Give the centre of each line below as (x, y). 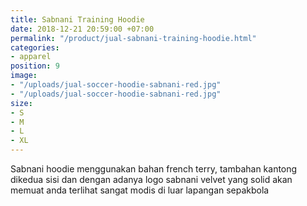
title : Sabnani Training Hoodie (77, 19)
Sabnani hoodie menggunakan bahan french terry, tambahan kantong (154, 169)
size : (21, 103)
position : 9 (35, 66)
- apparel (31, 57)
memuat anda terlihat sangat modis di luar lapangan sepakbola (140, 190)
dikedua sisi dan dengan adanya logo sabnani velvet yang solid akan (151, 179)
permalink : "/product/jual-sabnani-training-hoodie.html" (133, 38)
